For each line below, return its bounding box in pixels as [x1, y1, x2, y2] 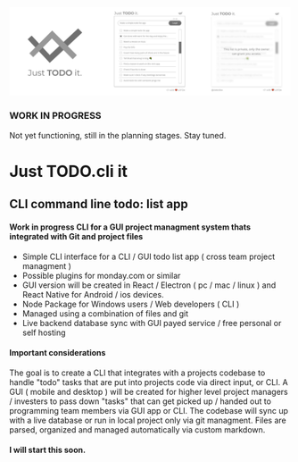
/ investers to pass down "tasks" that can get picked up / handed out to [9, 396, 272, 407]
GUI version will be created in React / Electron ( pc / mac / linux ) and [21, 280, 277, 290]
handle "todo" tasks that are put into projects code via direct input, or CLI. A [9, 376, 288, 387]
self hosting [21, 327, 66, 338]
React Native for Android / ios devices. [21, 289, 164, 299]
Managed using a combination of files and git [21, 307, 189, 319]
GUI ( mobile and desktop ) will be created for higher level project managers [9, 386, 288, 397]
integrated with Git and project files [9, 231, 144, 241]
